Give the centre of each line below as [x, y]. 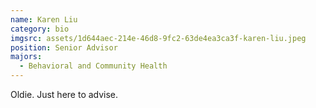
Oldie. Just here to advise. [64, 94]
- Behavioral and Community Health [93, 66]
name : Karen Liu [44, 19]
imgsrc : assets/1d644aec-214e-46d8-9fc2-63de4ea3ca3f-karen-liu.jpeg [158, 38]
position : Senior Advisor [64, 47]
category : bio [40, 29]
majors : [26, 57]
